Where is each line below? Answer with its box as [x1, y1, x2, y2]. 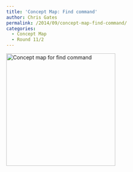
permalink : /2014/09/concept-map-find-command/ [6, 20, 128, 26]
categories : [6, 25, 36, 32]
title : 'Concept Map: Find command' [6, 8, 98, 15]
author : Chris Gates [6, 14, 58, 20]
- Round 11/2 [11, 37, 44, 43]
